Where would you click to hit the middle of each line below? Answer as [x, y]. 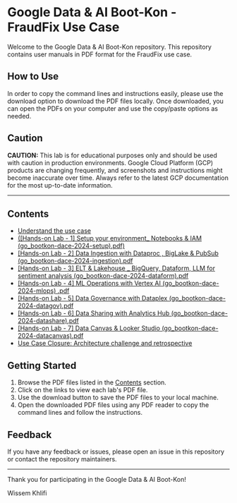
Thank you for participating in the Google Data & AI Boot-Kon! [97, 479]
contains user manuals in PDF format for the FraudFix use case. [100, 54]
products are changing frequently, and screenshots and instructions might [115, 170]
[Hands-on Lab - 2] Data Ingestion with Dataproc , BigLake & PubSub [118, 253]
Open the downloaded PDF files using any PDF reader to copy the [113, 405]
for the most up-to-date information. [60, 185]
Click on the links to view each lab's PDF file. [83, 390]
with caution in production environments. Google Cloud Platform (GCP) [110, 162]
